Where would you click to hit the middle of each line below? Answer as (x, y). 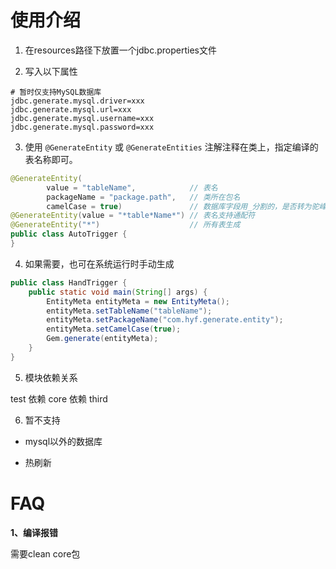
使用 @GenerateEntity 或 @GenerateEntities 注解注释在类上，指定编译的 (171, 147)
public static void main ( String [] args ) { (118, 292)
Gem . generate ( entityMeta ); (102, 339)
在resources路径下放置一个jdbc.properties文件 (120, 50)
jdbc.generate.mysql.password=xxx (82, 127)
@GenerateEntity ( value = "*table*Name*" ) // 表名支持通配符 (133, 216)
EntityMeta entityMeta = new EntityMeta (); (138, 301)
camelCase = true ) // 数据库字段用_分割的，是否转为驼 (183, 206)
